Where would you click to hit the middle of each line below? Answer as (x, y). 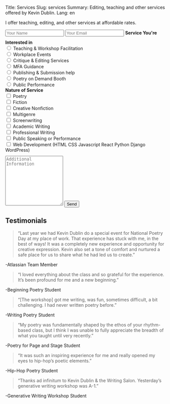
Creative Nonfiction (33, 108)
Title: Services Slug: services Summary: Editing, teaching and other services (85, 7)
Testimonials (26, 221)
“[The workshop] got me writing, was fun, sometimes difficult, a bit (88, 300)
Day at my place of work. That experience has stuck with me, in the (88, 238)
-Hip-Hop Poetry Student (32, 370)
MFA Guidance (28, 66)
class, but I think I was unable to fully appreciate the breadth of (98, 330)
